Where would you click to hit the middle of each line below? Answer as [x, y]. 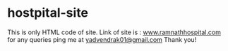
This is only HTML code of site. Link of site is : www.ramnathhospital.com [114, 32]
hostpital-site [48, 13]
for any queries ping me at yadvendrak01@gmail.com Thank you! [102, 39]
